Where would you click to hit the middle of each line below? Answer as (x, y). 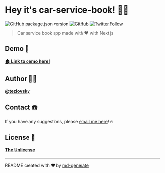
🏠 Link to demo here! (27, 61)
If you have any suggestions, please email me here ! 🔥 (59, 121)
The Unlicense (20, 150)
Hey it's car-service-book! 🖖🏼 (67, 10)
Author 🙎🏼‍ (21, 79)
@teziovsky (18, 91)
